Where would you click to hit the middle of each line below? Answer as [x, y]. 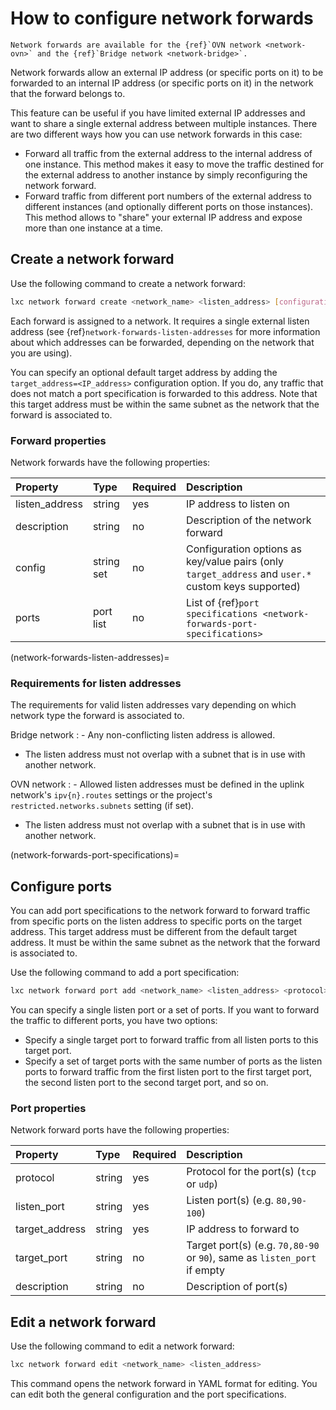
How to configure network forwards [162, 18]
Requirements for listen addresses [96, 683]
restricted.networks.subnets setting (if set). [102, 806]
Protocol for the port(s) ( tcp [251, 1172]
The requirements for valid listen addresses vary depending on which [153, 705]
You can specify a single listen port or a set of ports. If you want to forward [165, 1009]
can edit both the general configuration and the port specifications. [148, 1394]
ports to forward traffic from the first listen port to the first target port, [168, 1071]
